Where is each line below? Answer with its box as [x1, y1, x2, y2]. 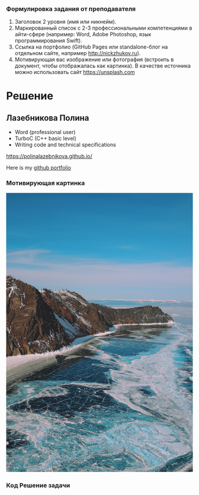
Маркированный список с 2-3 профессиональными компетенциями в [14, 24, 192, 31]
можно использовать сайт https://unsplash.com [14, 69, 135, 76]
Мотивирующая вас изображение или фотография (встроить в [14, 56, 174, 63]
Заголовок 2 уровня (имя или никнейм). [14, 18, 117, 25]
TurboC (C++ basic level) [14, 135, 77, 142]
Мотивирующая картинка [6, 179, 85, 187]
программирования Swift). [14, 37, 82, 44]
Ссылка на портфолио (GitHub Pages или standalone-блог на [14, 43, 168, 50]
